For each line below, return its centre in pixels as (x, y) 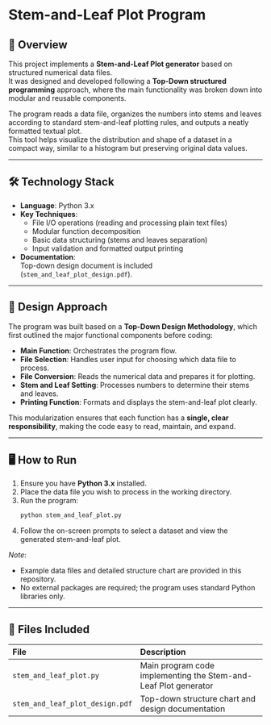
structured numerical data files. (60, 73)
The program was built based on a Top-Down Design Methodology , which (133, 326)
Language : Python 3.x (57, 205)
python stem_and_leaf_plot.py (71, 515)
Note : (17, 555)
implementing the (173, 676)
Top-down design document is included (86, 265)
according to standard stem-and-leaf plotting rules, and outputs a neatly (129, 122)
